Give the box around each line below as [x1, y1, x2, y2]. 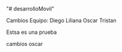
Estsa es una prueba [6, 28, 57, 36]
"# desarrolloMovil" [6, 5, 55, 12]
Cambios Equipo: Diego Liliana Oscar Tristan [6, 17, 117, 24]
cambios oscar [6, 41, 43, 47]
